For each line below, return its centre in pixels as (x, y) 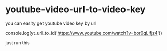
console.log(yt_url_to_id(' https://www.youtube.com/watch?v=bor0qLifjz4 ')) (84, 33)
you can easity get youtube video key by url (51, 23)
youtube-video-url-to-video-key (75, 9)
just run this (17, 43)
